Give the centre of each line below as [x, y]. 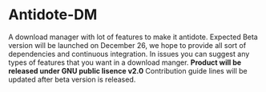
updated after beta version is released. [72, 79]
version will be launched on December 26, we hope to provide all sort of [127, 45]
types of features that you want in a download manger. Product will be [125, 62]
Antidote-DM [53, 15]
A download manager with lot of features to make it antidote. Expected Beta [133, 37]
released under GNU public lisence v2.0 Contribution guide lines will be [128, 70]
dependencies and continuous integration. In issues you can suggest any [129, 54]
